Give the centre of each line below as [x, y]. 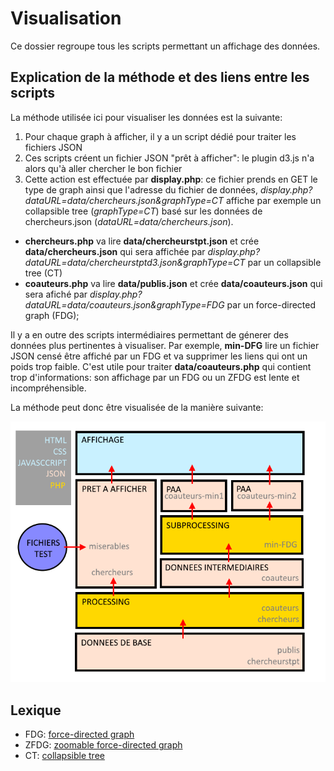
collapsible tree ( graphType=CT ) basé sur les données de [143, 211]
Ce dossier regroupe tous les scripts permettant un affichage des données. [165, 46]
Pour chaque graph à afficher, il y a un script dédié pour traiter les [160, 136]
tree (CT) [43, 273]
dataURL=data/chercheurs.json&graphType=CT [124, 200]
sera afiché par [56, 294]
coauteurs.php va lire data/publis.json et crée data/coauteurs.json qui [173, 283]
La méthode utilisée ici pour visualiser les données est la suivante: [146, 117]
